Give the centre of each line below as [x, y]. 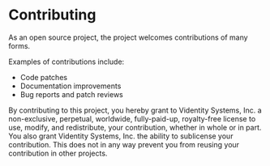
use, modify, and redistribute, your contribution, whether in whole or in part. [135, 127]
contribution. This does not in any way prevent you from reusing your [124, 144]
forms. [19, 45]
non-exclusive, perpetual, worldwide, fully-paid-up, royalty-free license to [132, 118]
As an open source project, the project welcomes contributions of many [129, 37]
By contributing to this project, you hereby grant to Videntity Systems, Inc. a [135, 110]
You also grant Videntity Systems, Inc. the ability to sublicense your [121, 136]
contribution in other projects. [58, 153]
